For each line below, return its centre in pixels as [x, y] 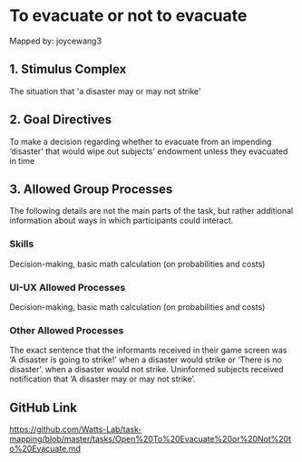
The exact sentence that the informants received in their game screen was [148, 351]
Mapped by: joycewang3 [56, 41]
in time [22, 160]
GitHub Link [43, 407]
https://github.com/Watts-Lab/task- [76, 429]
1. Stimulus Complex [68, 69]
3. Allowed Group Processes [91, 189]
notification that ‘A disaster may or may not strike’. [102, 379]
